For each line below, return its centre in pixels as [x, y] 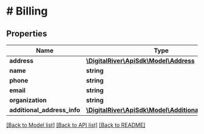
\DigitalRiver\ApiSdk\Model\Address [140, 61]
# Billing [27, 11]
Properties [27, 34]
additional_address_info [45, 110]
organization [28, 100]
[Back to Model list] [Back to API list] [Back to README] [76, 125]
